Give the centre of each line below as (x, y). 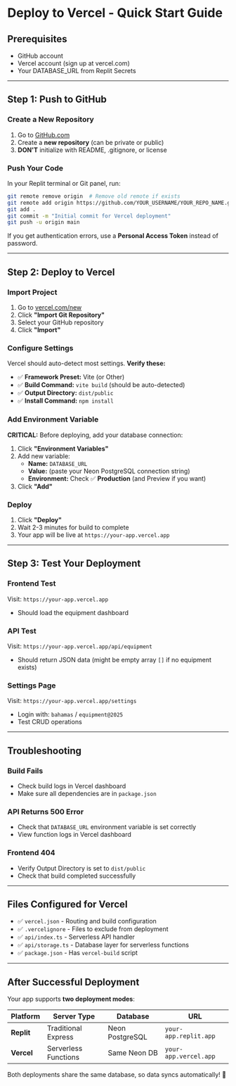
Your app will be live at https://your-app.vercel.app (93, 535)
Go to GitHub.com (44, 134)
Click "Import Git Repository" (61, 315)
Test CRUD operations (50, 722)
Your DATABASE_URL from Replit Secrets (77, 71)
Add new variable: (44, 456)
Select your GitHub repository (60, 322)
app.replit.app (190, 1036)
